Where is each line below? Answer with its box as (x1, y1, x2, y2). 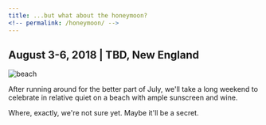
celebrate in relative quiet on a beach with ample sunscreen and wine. (8, 93, 238, 103)
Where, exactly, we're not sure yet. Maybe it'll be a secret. (8, 108, 199, 118)
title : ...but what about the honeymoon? (8, 11, 148, 20)
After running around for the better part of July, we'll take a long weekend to (8, 85, 259, 94)
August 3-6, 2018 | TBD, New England (8, 48, 199, 62)
